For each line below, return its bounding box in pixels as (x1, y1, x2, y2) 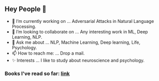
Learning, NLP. (11, 34, 43, 40)
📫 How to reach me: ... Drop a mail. (11, 50, 85, 56)
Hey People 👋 (4, 5, 47, 13)
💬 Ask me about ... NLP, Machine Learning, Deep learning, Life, (11, 39, 141, 45)
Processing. (11, 23, 37, 29)
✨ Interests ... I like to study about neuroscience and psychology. (11, 57, 145, 63)
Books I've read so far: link (4, 70, 70, 77)
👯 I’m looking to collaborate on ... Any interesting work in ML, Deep (11, 28, 148, 35)
